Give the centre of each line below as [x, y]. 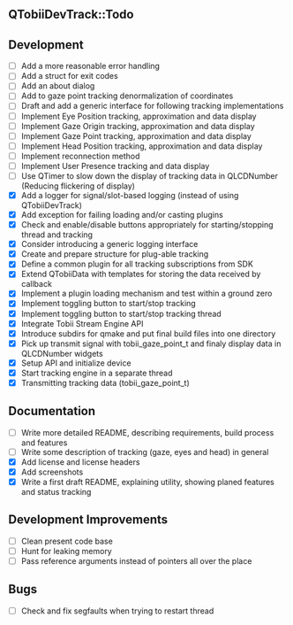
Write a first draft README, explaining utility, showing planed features [148, 482]
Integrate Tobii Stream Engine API [82, 323]
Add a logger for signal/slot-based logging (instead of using [130, 195]
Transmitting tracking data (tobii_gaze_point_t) [105, 382]
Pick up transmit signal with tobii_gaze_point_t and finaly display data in [151, 343]
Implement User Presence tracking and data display [115, 166]
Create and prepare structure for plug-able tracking [115, 254]
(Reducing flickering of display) [78, 186]
